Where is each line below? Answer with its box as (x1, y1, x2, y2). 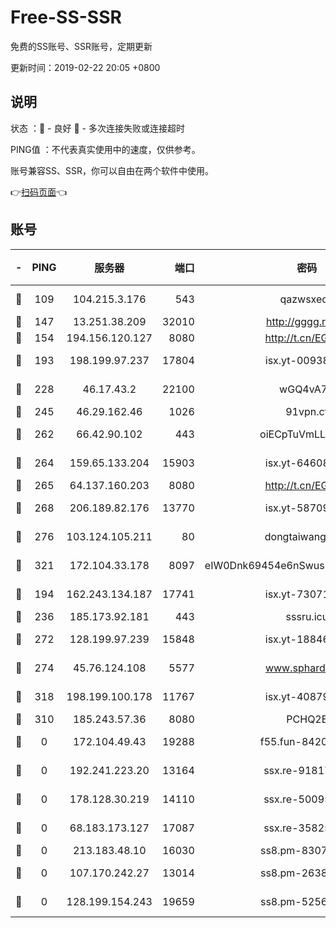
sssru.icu (285, 609, 329, 623)
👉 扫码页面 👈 (10, 186, 68, 198)
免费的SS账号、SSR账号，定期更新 (10, 40, 153, 52)
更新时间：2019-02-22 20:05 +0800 (10, 61, 161, 73)
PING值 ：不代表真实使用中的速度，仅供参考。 (10, 143, 201, 155)
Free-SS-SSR (10, 6, 122, 29)
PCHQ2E (286, 712, 328, 726)
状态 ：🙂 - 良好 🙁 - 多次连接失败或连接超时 (10, 122, 185, 134)
